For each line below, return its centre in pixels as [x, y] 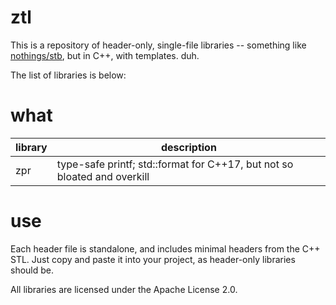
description [188, 147]
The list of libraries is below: [68, 75]
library [31, 147]
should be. [32, 270]
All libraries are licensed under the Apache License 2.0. [124, 289]
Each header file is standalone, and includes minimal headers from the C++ [165, 248]
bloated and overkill [103, 176]
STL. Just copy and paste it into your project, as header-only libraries [153, 259]
